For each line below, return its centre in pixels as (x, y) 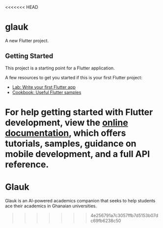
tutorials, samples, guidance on (71, 144)
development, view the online (67, 122)
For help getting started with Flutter (79, 112)
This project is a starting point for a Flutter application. (60, 68)
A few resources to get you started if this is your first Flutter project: (74, 77)
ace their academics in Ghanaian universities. (51, 206)
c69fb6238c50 (106, 221)
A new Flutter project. (27, 40)
